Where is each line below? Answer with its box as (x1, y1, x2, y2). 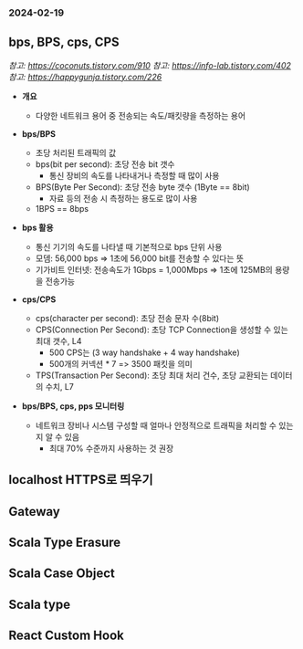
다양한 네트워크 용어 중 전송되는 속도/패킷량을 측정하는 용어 (35, 110, 246, 120)
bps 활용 (21, 222, 54, 233)
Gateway (8, 504, 60, 519)
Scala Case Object (8, 566, 115, 581)
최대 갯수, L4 (35, 335, 82, 346)
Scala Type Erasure (8, 534, 121, 550)
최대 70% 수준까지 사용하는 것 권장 (48, 443, 174, 454)
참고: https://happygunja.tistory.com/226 (8, 71, 162, 82)
